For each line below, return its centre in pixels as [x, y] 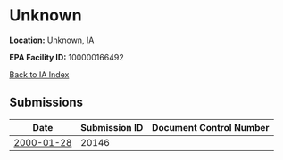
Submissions [46, 103]
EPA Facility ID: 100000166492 [67, 57]
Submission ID [112, 127]
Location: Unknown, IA [52, 40]
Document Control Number [210, 127]
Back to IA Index [39, 74]
